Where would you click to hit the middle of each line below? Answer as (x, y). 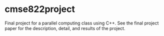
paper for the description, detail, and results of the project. (65, 28)
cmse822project (40, 9)
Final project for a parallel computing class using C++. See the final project (82, 23)
